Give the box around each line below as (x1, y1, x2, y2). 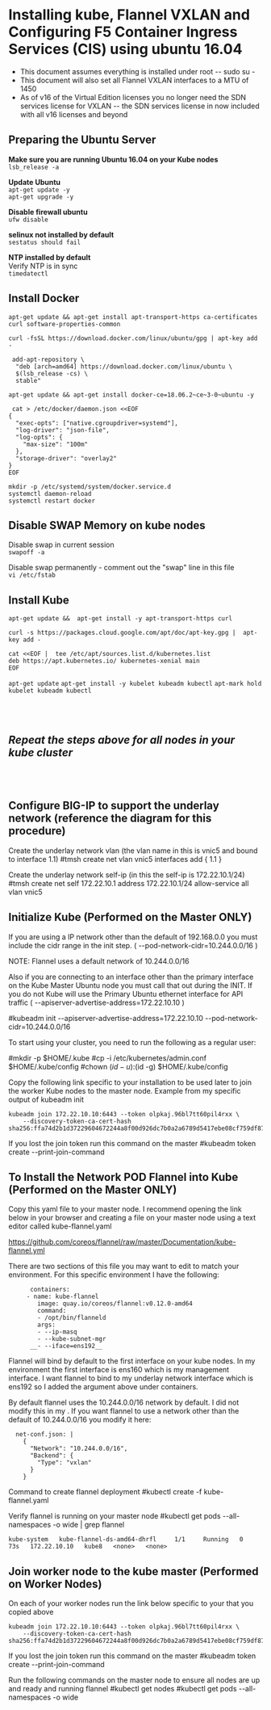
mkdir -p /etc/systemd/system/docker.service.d (8, 482, 172, 490)
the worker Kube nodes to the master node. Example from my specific (8, 1086, 241, 1095)
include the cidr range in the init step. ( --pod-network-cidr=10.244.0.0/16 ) (8, 940, 258, 950)
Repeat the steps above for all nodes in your (8, 733, 236, 746)
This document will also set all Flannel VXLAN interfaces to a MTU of (19, 75, 249, 85)
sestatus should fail (8, 238, 81, 246)
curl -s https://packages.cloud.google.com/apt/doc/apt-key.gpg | (8, 628, 236, 637)
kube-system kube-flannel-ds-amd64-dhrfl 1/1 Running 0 (8, 1536, 244, 1544)
